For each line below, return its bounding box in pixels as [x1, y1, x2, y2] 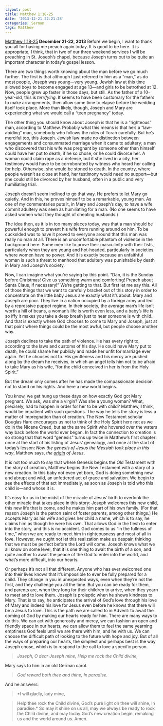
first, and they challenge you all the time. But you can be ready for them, [5, 582, 150, 588]
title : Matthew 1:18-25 [5, 12, 54, 17]
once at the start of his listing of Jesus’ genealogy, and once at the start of [5, 440, 155, 446]
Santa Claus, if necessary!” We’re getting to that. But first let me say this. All [5, 282, 157, 288]
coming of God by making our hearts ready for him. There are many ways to [5, 613, 158, 618]
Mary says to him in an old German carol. [5, 663, 88, 669]
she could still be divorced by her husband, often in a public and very [5, 176, 144, 182]
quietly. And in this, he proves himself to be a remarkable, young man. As [5, 196, 152, 202]
